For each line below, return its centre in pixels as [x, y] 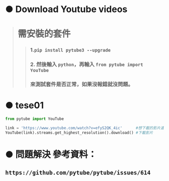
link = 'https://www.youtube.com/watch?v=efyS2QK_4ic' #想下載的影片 [83, 128]
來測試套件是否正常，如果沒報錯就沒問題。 [81, 84]
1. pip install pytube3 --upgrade [70, 50]
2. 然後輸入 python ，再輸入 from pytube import [87, 65]
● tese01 [25, 106]
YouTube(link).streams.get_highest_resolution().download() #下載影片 [79, 133]
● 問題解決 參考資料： [51, 154]
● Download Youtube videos [66, 9]
